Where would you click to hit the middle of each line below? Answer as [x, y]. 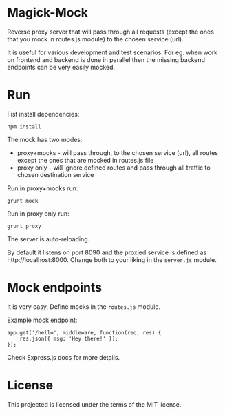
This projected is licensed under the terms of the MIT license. [94, 404]
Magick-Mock [47, 13]
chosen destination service [55, 174]
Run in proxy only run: [39, 213]
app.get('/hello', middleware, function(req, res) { [84, 332]
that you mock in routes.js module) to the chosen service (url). [95, 39]
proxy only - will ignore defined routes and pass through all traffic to [114, 168]
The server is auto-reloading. [49, 239]
